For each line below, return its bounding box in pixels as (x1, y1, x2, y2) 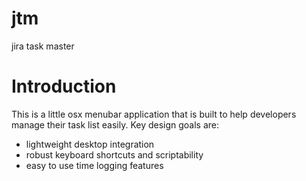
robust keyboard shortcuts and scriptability (25, 148, 204, 161)
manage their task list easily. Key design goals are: (11, 118, 220, 131)
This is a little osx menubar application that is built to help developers (11, 108, 297, 120)
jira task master (11, 40, 75, 52)
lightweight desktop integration (25, 138, 155, 150)
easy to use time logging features (25, 159, 164, 171)
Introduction (11, 75, 117, 98)
